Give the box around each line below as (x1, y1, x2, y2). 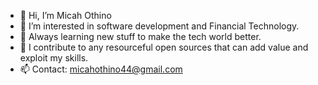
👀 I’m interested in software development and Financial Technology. (19, 20, 300, 32)
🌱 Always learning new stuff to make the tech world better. (19, 31, 262, 42)
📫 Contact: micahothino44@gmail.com (19, 63, 183, 75)
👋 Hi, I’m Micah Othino (19, 10, 112, 21)
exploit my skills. (19, 52, 89, 64)
